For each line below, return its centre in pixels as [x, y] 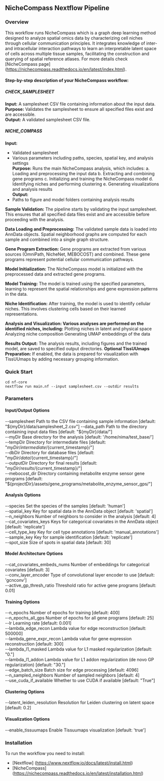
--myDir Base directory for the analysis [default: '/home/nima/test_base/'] [80, 437]
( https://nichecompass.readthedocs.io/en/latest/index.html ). [66, 69]
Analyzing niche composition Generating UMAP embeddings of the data [78, 334]
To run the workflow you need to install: [45, 753]
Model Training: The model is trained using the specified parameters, [75, 284]
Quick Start [19, 372]
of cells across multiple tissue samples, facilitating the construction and [77, 53]
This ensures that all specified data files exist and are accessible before [77, 214]
